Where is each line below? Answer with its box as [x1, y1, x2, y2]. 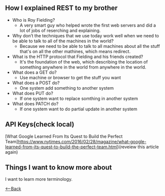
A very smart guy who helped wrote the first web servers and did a [19, 22, 156, 28]
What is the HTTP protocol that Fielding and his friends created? [12, 54, 143, 60]
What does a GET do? [12, 69, 57, 75]
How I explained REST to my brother [5, 4, 118, 12]
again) [5, 149, 18, 155]
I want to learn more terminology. [5, 176, 73, 182]
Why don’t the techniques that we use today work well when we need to [12, 33, 159, 38]
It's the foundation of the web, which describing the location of [19, 59, 148, 65]
